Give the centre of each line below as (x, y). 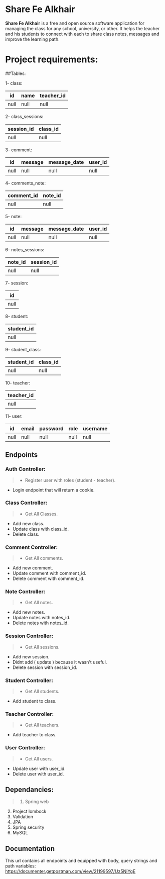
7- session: (17, 283)
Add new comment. (33, 568)
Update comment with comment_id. (49, 573)
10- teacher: (18, 382)
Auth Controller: (25, 469)
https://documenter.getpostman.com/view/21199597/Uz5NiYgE (70, 871)
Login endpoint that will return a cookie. (53, 490)
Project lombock (29, 811)
